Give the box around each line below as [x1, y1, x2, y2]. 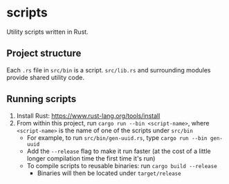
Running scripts [6, 93, 77, 105]
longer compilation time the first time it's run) [26, 154, 156, 163]
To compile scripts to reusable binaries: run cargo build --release [26, 161, 217, 170]
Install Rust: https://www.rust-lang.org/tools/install [16, 112, 161, 120]
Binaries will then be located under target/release [37, 169, 181, 177]
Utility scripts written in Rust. [6, 28, 89, 36]
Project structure [6, 48, 82, 59]
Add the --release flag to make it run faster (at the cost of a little [26, 147, 212, 155]
